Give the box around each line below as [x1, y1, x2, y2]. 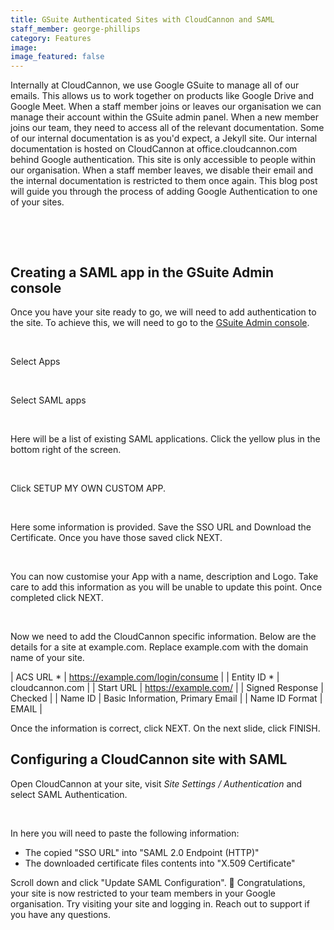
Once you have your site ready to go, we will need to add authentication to [10, 306, 317, 318]
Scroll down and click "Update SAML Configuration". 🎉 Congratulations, [10, 876, 306, 888]
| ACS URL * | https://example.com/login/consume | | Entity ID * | [10, 671, 280, 683]
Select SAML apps [10, 394, 87, 406]
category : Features [10, 33, 92, 43]
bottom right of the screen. [10, 443, 122, 455]
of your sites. [10, 196, 65, 208]
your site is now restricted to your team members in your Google [10, 887, 276, 899]
